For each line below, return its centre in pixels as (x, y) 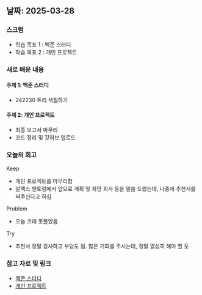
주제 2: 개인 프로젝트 (31, 115)
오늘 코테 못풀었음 (36, 222)
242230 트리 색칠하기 (41, 100)
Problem (17, 209)
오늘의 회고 (22, 155)
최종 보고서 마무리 (36, 130)
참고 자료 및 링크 (29, 264)
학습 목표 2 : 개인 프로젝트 (46, 52)
